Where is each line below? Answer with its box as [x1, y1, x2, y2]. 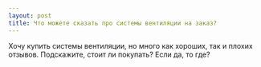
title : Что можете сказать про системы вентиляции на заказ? [8, 19, 218, 27]
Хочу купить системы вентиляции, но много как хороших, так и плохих [8, 41, 253, 50]
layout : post [8, 11, 52, 20]
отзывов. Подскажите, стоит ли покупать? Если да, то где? [8, 49, 210, 59]
